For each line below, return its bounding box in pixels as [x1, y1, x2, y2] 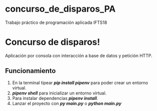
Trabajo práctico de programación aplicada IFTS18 [5, 19, 107, 25]
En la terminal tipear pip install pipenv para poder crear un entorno [12, 79, 148, 86]
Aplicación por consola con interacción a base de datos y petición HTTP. [5, 53, 153, 58]
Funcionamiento [5, 67, 56, 75]
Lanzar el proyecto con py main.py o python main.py [12, 100, 122, 106]
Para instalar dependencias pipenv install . [12, 95, 98, 101]
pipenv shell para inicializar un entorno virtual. [12, 90, 107, 96]
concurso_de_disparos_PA [5, 3, 116, 15]
